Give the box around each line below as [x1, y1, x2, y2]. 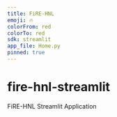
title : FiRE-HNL [7, 10, 54, 17]
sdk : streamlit [7, 36, 52, 43]
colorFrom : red [7, 23, 52, 30]
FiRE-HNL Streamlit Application [7, 102, 97, 110]
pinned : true [7, 49, 45, 56]
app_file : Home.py [7, 42, 61, 49]
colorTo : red [7, 29, 45, 37]
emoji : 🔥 [7, 17, 33, 24]
